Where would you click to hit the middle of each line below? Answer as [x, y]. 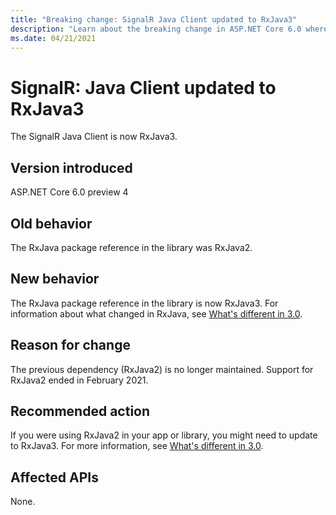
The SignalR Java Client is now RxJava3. [94, 137]
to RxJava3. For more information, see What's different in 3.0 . [137, 446]
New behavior [55, 279]
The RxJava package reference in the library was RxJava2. [131, 247]
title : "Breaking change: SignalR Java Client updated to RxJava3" [154, 19]
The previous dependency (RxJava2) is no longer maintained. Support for [162, 369]
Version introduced [71, 167]
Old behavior [51, 223]
